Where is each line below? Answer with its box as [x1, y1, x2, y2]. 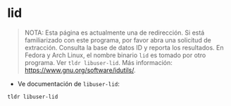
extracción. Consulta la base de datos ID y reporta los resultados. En [24, 43, 224, 52]
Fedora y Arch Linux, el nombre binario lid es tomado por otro [24, 51, 206, 59]
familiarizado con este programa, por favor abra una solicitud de [24, 35, 211, 44]
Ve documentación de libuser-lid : [17, 79, 120, 88]
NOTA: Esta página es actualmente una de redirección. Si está [24, 28, 205, 37]
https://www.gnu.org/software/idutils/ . [24, 66, 136, 74]
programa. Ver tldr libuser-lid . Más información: [24, 58, 173, 66]
